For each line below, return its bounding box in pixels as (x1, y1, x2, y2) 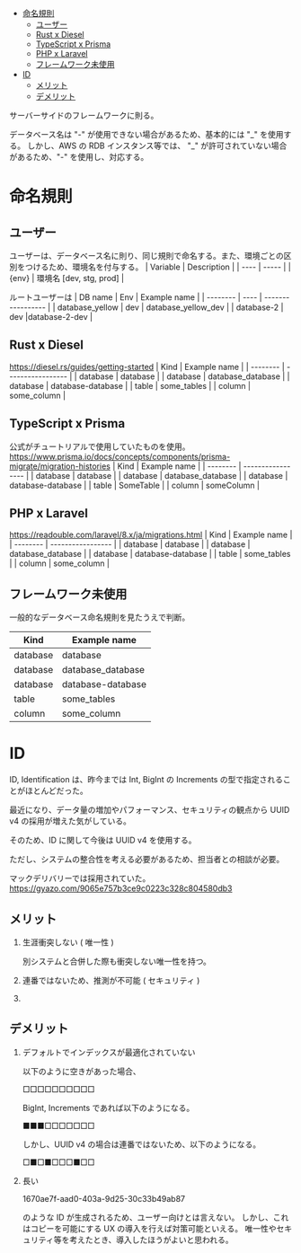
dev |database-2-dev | (9, 312, 93, 322)
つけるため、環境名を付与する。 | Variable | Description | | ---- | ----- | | (24, 261, 292, 272)
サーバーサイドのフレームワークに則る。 (9, 110, 159, 120)
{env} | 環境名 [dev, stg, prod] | (9, 273, 124, 283)
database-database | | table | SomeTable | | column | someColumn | (9, 480, 261, 490)
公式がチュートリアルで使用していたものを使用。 (9, 441, 190, 452)
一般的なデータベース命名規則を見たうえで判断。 (9, 612, 190, 622)
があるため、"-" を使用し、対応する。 (9, 152, 149, 162)
